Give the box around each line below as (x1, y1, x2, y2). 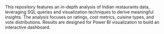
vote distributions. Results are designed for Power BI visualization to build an (5, 19, 160, 25)
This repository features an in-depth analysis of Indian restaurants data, (5, 4, 150, 10)
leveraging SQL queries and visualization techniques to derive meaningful (5, 9, 154, 15)
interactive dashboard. (5, 24, 50, 30)
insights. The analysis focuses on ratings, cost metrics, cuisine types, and (5, 14, 154, 20)
